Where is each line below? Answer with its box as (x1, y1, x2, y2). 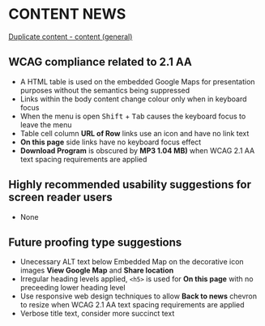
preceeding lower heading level (19, 283, 126, 293)
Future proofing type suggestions (8, 235, 182, 249)
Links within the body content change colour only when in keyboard (19, 94, 247, 104)
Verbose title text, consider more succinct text (19, 309, 175, 319)
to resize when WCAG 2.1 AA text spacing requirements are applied (19, 300, 245, 310)
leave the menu (19, 119, 72, 130)
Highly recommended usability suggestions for (8, 178, 252, 191)
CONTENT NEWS (8, 5, 126, 24)
